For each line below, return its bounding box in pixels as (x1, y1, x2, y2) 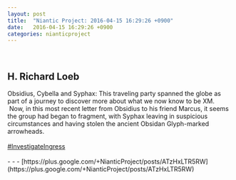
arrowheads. (7, 127, 45, 136)
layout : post (7, 10, 46, 18)
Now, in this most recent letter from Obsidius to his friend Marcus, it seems (9, 105, 230, 113)
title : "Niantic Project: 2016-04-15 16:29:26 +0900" (7, 17, 174, 24)
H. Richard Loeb (7, 70, 80, 83)
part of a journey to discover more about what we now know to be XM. (7, 97, 215, 105)
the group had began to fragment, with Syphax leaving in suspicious (7, 112, 208, 121)
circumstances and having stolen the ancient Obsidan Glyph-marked (7, 120, 210, 128)
